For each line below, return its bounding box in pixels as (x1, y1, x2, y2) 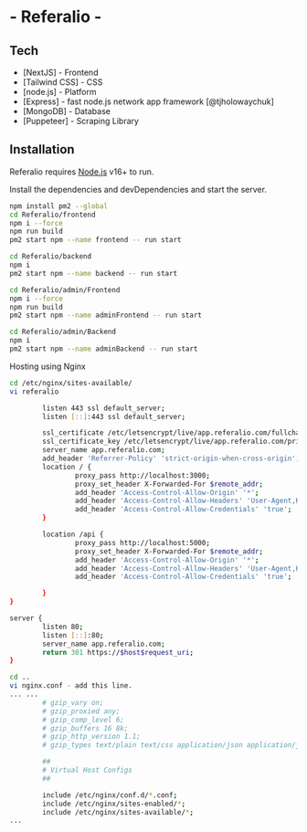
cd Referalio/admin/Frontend (9, 285, 121, 294)
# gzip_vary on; (42, 698, 104, 707)
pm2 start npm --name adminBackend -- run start (9, 344, 198, 353)
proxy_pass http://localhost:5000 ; (74, 538, 210, 547)
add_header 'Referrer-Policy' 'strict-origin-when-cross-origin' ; (42, 454, 301, 463)
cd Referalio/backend (9, 252, 92, 261)
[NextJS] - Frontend (22, 67, 99, 78)
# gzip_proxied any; (42, 706, 121, 716)
